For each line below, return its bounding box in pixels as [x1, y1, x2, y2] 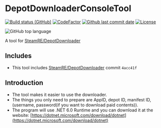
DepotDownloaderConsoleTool [5, 3, 131, 14]
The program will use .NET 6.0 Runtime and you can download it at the [12, 107, 154, 113]
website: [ [12, 112, 32, 118]
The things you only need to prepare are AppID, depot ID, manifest [12, 96, 145, 102]
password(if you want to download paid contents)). [36, 102, 138, 108]
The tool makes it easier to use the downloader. [12, 92, 107, 97]
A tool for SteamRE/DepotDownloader [5, 37, 81, 44]
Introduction [5, 79, 44, 87]
